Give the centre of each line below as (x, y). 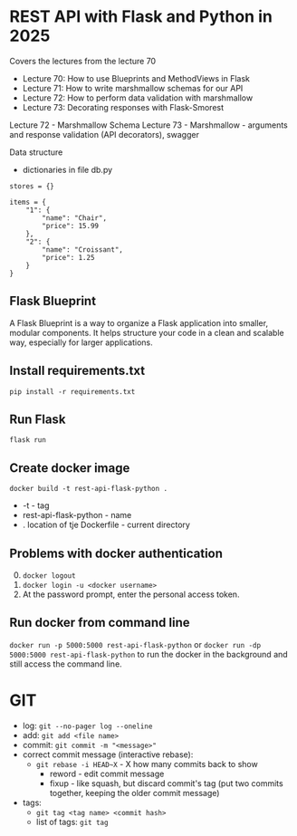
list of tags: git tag (72, 822)
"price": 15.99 (71, 226)
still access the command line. (66, 664)
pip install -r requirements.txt (72, 391)
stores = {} (32, 186)
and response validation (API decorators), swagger (104, 134)
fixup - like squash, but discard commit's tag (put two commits (166, 783)
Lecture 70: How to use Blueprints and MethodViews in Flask (136, 78)
